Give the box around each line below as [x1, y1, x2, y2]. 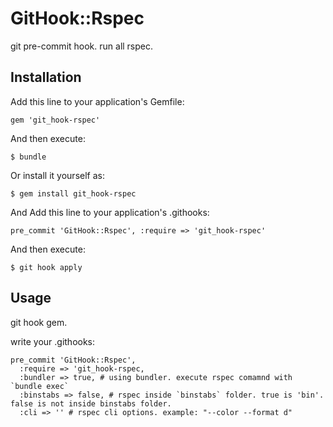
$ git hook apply [10, 262, 83, 272]
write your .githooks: [10, 335, 96, 347]
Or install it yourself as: [10, 169, 105, 181]
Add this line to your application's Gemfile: [10, 95, 185, 107]
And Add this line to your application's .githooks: [10, 206, 210, 218]
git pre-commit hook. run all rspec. [10, 40, 154, 52]
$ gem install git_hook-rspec [10, 188, 137, 199]
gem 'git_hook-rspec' [10, 115, 101, 125]
